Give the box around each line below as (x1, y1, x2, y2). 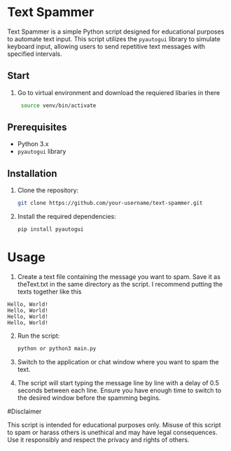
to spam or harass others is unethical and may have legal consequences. (7, 428, 218, 436)
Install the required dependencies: (17, 213, 117, 221)
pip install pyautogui (17, 226, 84, 233)
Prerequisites (7, 122, 67, 134)
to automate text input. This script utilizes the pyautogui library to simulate (7, 34, 220, 43)
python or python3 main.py (17, 345, 97, 352)
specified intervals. (7, 50, 62, 58)
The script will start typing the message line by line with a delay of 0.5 (17, 378, 219, 387)
